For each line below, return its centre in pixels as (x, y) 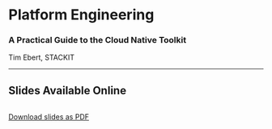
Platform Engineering (81, 15)
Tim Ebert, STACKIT (42, 57)
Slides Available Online (68, 90)
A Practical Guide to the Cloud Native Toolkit (98, 40)
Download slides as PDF (49, 117)
